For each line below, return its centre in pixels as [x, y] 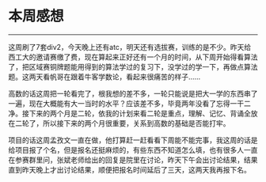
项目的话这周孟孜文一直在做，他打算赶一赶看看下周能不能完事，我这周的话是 [133, 140]
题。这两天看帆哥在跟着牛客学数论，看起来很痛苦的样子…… [104, 77]
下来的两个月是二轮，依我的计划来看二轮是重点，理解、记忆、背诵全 [140, 113]
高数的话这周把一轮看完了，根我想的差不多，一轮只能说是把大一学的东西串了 [133, 93]
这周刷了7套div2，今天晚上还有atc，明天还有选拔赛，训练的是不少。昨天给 [130, 47]
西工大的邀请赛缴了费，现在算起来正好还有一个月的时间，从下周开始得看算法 [133, 57]
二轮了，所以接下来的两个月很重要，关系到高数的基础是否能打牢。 [122, 123]
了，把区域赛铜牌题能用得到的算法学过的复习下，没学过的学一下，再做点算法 [133, 66]
